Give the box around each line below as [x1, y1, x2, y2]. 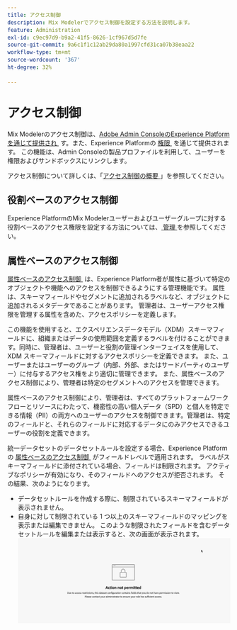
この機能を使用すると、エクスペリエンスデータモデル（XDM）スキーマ [7, 325, 214, 334]
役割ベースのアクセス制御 [7, 193, 118, 206]
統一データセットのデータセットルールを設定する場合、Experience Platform [7, 444, 228, 453]
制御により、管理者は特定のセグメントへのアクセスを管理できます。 [25, 378, 224, 387]
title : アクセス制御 [7, 11, 62, 18]
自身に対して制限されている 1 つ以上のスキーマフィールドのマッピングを [17, 512, 229, 521]
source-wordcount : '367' [7, 57, 81, 64]
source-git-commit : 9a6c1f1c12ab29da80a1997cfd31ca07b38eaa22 [7, 41, 195, 49]
